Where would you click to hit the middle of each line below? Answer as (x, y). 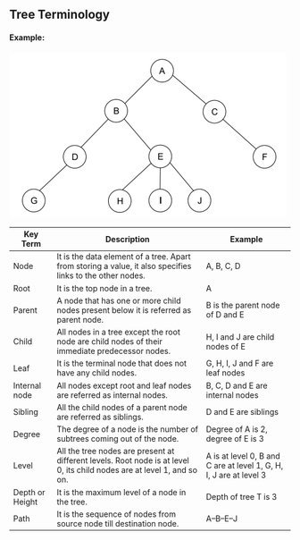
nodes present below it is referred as (124, 310)
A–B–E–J (222, 519)
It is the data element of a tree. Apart (124, 257)
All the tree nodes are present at (116, 451)
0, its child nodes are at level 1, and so (127, 470)
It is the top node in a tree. (104, 288)
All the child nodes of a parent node (122, 407)
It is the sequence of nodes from (117, 514)
